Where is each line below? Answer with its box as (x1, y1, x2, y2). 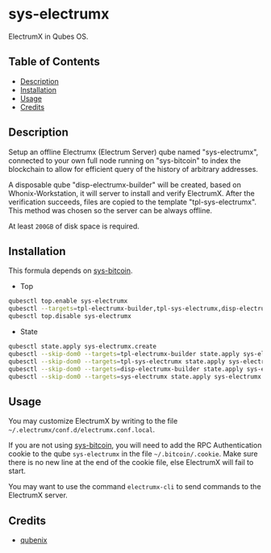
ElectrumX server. (8, 490, 69, 501)
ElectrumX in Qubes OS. (8, 31, 89, 41)
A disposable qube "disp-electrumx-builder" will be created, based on (8, 179, 242, 190)
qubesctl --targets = (8, 304, 78, 313)
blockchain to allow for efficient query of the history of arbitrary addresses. (8, 164, 258, 174)
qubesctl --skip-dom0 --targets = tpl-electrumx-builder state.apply (8, 350, 240, 358)
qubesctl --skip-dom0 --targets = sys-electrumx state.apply (8, 372, 211, 380)
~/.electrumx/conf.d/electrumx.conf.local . (8, 425, 156, 434)
